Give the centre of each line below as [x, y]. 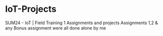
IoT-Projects [31, 9]
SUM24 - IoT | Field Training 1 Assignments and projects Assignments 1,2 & [81, 23]
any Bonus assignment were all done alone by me [56, 28]
